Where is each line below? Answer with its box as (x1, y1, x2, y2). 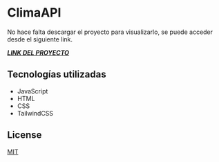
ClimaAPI (7, 5, 61, 21)
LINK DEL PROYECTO (7, 48, 70, 57)
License (7, 129, 42, 141)
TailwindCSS (17, 109, 54, 117)
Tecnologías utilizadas (7, 69, 106, 80)
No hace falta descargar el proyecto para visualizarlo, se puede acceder (7, 28, 213, 36)
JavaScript (17, 87, 48, 95)
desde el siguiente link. (7, 35, 73, 43)
